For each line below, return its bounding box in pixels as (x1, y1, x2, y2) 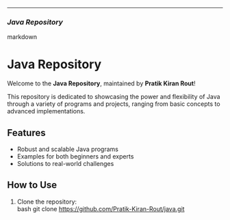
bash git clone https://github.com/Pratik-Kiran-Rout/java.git (16, 204, 185, 212)
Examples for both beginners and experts (16, 152, 134, 161)
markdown (7, 33, 38, 41)
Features (7, 127, 46, 139)
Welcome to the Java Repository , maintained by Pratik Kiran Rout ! (7, 79, 196, 87)
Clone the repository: (16, 197, 77, 206)
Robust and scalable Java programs (16, 145, 118, 154)
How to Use (7, 179, 57, 191)
